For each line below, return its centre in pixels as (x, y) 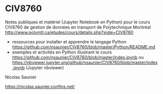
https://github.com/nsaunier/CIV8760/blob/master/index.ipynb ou (78, 57)
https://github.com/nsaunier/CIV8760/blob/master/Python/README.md (84, 47)
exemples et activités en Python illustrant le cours (62, 52)
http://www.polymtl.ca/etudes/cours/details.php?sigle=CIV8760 (69, 32)
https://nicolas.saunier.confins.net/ (40, 86)
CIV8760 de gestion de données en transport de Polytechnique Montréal (78, 27)
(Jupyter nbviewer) (45, 67)
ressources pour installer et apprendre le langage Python (69, 41)
